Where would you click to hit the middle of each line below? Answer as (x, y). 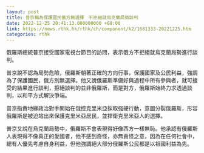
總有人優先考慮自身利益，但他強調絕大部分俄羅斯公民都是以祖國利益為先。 (99, 144)
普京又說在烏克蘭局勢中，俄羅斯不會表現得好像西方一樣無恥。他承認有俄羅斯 (102, 129)
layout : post (23, 12)
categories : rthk (28, 34)
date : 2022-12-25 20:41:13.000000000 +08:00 (63, 23)
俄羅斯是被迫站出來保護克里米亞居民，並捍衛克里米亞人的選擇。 (86, 116)
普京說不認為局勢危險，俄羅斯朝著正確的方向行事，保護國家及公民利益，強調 (102, 73)
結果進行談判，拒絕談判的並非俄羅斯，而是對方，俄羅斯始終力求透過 (102, 88)
